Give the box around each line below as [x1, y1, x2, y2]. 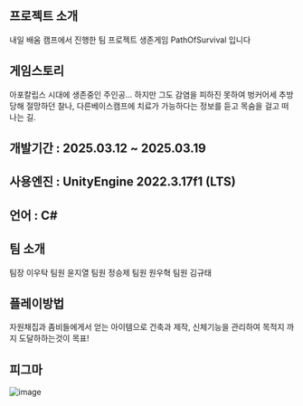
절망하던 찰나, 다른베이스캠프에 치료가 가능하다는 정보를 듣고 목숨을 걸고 [25, 100, 280, 111]
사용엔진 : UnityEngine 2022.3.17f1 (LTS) [9, 175, 237, 190]
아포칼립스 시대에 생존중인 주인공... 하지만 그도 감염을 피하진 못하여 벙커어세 [9, 89, 278, 99]
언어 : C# [9, 207, 58, 223]
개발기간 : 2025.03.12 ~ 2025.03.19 [9, 141, 206, 156]
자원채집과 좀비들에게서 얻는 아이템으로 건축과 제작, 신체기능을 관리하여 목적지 [9, 322, 285, 333]
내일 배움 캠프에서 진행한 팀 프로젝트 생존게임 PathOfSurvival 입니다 [9, 34, 251, 45]
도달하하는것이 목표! [18, 333, 90, 344]
